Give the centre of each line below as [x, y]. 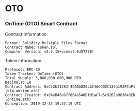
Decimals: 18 [18, 83]
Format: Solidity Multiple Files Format [47, 43]
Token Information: [24, 61]
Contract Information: [26, 34]
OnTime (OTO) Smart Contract [41, 24]
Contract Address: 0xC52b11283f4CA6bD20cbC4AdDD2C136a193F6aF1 [70, 87]
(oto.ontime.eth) [23, 91]
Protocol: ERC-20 [23, 70]
